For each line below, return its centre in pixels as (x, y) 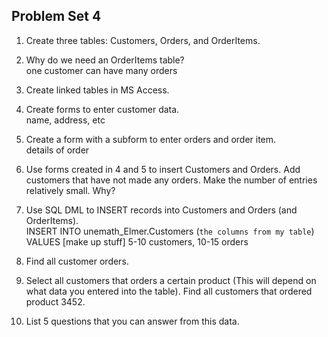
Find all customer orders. (77, 261)
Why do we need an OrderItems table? (105, 60)
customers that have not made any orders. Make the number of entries (171, 180)
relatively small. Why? (70, 190)
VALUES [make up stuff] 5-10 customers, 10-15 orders (137, 241)
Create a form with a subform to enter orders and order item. (151, 139)
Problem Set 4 (56, 16)
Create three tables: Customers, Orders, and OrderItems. (143, 40)
